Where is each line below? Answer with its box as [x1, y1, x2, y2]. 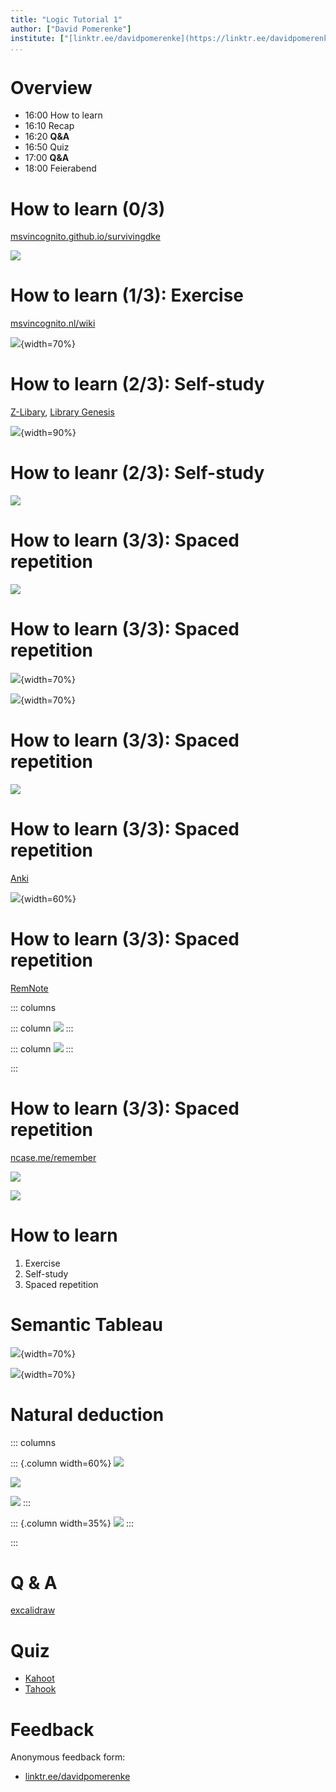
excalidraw [10, 1604, 56, 1616]
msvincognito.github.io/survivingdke [10, 231, 161, 243]
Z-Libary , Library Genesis [10, 406, 115, 418]
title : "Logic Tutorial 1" [10, 14, 123, 25]
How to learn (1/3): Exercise [10, 284, 245, 307]
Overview [10, 76, 93, 99]
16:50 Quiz [24, 141, 70, 153]
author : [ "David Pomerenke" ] [10, 24, 132, 34]
